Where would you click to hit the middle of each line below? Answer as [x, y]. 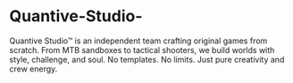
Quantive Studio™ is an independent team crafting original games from [138, 41]
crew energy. [33, 69]
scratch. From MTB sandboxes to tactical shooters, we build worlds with [142, 49]
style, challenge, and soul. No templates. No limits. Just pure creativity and [147, 59]
